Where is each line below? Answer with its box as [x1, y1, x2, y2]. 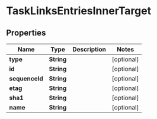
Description [72, 46, 107, 53]
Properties [6, 28, 46, 38]
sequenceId [9, 75, 43, 82]
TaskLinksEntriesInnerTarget [6, 4, 152, 18]
